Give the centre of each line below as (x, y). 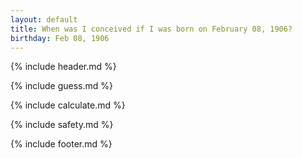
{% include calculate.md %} (68, 105)
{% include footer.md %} (61, 144)
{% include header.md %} (63, 67)
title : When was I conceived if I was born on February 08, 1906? (151, 29)
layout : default (44, 19)
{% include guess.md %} (61, 86)
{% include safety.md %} (62, 125)
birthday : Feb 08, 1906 (60, 38)
